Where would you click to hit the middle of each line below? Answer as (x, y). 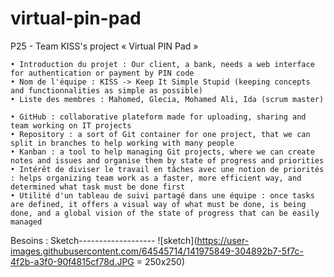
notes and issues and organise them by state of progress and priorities (167, 160)
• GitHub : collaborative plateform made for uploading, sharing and (158, 117)
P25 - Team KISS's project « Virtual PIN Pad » (104, 46)
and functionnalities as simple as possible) (106, 90)
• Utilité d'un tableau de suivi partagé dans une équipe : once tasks (162, 195)
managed (26, 222)
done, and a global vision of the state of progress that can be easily (165, 213)
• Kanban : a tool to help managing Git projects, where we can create (162, 152)
